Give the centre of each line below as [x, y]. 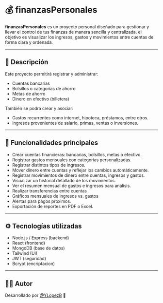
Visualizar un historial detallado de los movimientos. [64, 180]
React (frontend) [28, 243]
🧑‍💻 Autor [19, 284]
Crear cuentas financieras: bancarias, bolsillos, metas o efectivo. [77, 154]
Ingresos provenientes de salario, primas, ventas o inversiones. [75, 123]
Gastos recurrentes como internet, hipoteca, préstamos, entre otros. [80, 117]
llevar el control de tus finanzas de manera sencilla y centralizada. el [73, 32]
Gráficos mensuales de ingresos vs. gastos [55, 196]
